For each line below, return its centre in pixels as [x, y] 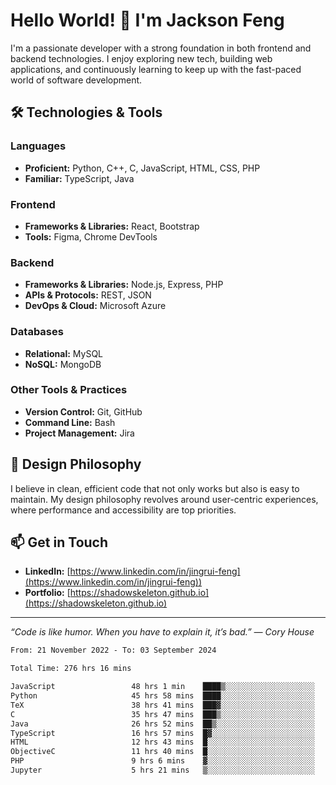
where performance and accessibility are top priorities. [123, 510]
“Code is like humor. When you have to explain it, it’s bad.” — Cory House [162, 632]
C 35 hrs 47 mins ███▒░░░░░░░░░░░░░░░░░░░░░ [162, 714]
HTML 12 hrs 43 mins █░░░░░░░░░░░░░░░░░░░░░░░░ [162, 742]
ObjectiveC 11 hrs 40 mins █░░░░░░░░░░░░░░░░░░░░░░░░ [162, 752]
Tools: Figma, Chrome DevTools [91, 236]
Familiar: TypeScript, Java [79, 178]
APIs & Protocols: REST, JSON [88, 295]
